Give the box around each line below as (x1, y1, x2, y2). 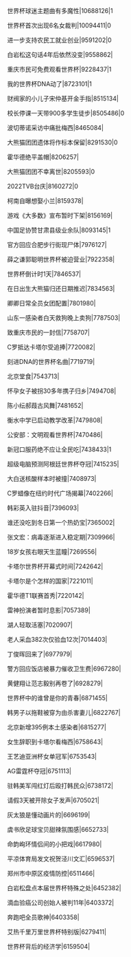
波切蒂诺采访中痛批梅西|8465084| (7, 124, 104, 131)
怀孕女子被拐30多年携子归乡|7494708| (7, 387, 117, 395)
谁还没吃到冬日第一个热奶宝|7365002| (7, 519, 115, 526)
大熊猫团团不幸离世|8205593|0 (7, 168, 95, 175)
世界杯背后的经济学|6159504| (7, 943, 91, 950)
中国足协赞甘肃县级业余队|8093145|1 (7, 226, 111, 234)
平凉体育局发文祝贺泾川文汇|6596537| (7, 854, 115, 863)
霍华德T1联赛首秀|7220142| (7, 592, 84, 599)
